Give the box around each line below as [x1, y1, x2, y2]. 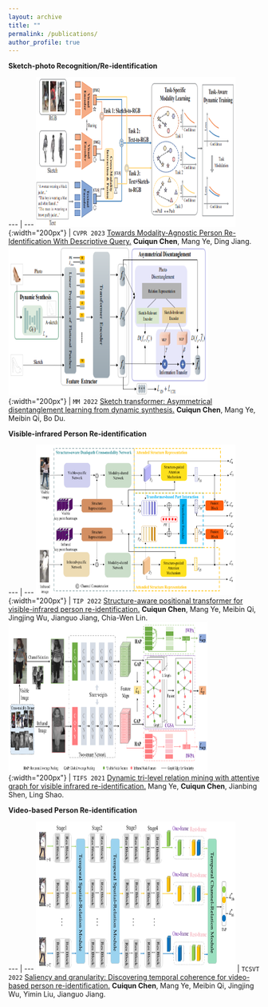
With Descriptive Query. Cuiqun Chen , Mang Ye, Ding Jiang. [53, 237, 252, 246]
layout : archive [8, 13, 62, 21]
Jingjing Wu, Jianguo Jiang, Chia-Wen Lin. [8, 613, 148, 623]
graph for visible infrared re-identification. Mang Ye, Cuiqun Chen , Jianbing [8, 781, 258, 791]
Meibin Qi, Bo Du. [8, 414, 66, 423]
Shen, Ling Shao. [8, 790, 65, 800]
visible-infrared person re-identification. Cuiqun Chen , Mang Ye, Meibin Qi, [8, 605, 257, 614]
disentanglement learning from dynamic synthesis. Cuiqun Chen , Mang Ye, [8, 405, 256, 415]
